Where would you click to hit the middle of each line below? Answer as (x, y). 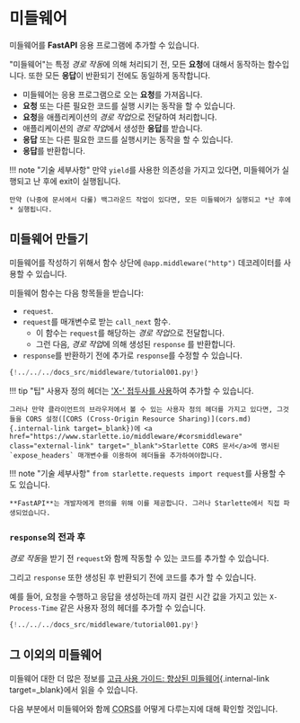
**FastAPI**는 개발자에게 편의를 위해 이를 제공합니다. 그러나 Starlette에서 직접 (145, 503)
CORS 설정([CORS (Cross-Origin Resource (100, 419)
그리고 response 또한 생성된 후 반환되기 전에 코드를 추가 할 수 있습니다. (133, 577)
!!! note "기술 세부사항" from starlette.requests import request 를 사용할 (143, 473)
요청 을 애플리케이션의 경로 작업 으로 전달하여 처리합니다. (119, 117)
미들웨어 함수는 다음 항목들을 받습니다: (76, 292)
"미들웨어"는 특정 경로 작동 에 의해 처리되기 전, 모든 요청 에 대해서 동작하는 (137, 64)
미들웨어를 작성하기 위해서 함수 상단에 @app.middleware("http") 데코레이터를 (146, 263)
